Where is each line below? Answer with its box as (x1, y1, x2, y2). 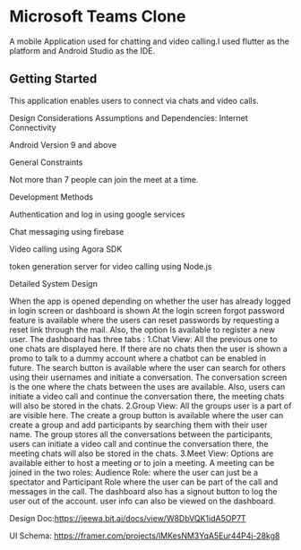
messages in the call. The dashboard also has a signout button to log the (9, 486, 278, 496)
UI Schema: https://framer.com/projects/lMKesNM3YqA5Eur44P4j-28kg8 (9, 530, 280, 541)
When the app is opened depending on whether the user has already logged (9, 296, 291, 306)
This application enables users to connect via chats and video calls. (9, 95, 260, 106)
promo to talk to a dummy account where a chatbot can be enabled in (9, 352, 267, 364)
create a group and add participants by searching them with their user (9, 419, 268, 430)
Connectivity (9, 122, 56, 133)
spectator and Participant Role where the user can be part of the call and (9, 477, 279, 487)
